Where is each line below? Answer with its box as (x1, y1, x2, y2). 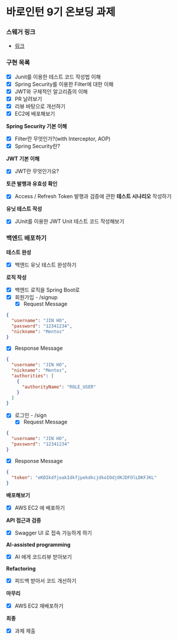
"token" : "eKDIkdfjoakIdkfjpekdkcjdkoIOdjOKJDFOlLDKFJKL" (11, 474, 158, 481)
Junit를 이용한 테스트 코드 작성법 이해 (14, 73, 101, 80)
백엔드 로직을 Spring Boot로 (14, 286, 80, 293)
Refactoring (6, 564, 36, 572)
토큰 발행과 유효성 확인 (6, 180, 58, 188)
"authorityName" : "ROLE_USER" (21, 384, 96, 390)
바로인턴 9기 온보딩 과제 (6, 5, 116, 19)
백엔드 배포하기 (6, 234, 47, 242)
